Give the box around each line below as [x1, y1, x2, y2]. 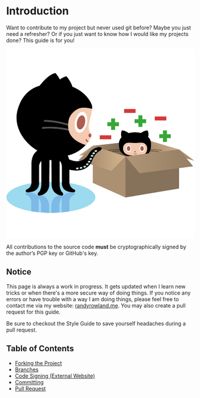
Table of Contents [6, 344, 75, 354]
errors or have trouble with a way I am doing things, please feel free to [6, 295, 179, 303]
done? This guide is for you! [6, 37, 75, 44]
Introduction [6, 4, 69, 18]
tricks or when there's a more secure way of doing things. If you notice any [6, 289, 191, 296]
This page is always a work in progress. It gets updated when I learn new [6, 282, 186, 290]
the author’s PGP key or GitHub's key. [6, 250, 99, 257]
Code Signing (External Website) [14, 372, 96, 379]
